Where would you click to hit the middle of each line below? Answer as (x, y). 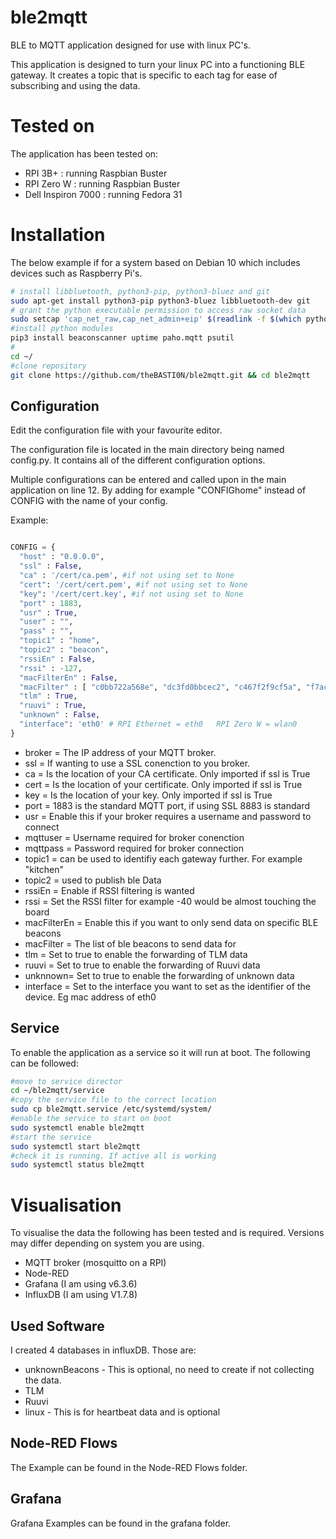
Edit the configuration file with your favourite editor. (116, 430)
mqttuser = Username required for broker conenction (134, 837)
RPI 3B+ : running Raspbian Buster (96, 173)
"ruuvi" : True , (53, 706)
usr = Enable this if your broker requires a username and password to (168, 816)
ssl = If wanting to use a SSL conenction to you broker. (137, 763)
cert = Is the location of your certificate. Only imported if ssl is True (163, 784)
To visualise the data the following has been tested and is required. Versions (167, 1233)
